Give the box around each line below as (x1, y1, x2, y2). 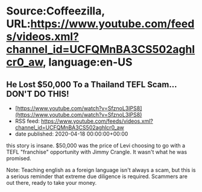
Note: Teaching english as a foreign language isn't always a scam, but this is (6, 167, 196, 173)
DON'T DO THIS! (6, 88, 69, 99)
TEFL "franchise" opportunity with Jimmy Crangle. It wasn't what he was (6, 149, 188, 155)
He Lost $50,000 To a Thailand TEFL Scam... (6, 79, 177, 90)
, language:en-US (42, 55, 133, 69)
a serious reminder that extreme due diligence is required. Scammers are (6, 173, 188, 180)
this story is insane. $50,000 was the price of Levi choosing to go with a (6, 142, 186, 149)
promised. (6, 155, 31, 162)
